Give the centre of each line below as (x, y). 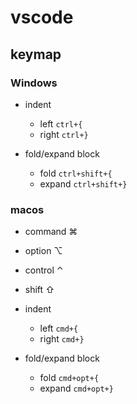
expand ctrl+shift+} (83, 183)
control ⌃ (44, 270)
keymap (36, 54)
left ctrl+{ (61, 123)
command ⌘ (51, 232)
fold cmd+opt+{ (69, 378)
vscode (42, 17)
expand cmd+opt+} (76, 388)
